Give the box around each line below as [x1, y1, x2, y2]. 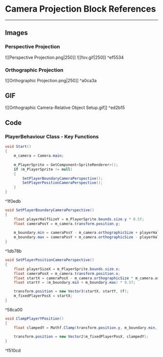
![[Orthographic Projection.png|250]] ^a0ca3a [5, 77, 97, 83]
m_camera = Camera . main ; [14, 153, 64, 159]
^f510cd [5, 348, 21, 354]
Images [5, 29, 28, 37]
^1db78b [5, 248, 22, 254]
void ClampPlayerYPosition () [5, 316, 64, 321]
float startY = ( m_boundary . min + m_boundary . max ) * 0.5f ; [14, 280, 136, 285]
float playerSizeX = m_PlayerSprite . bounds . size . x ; [14, 267, 120, 271]
